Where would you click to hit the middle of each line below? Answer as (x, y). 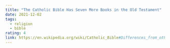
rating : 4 (16, 33)
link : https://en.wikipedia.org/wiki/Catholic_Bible (62, 38)
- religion (21, 24)
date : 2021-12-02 (24, 14)
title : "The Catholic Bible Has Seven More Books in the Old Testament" (83, 10)
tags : (11, 19)
